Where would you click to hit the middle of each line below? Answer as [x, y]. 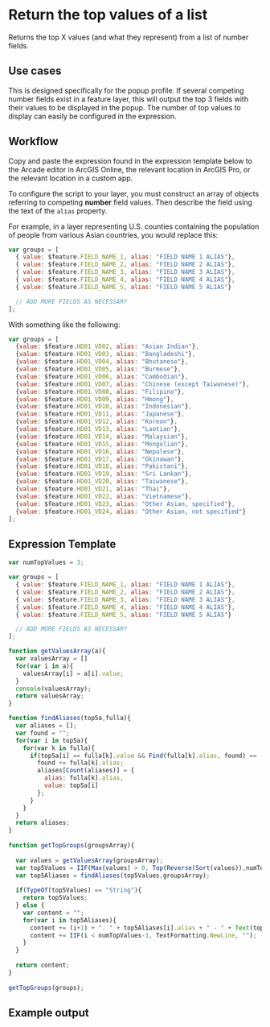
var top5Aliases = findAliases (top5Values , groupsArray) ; [113, 876]
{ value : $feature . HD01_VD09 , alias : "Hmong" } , [95, 399]
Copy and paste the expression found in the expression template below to [131, 161]
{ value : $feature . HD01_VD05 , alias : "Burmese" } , [98, 369]
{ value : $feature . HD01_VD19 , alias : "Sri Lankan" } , [104, 474]
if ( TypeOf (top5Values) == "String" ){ [79, 890]
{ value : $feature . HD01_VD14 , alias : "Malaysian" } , [102, 437]
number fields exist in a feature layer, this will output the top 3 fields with [129, 99]
